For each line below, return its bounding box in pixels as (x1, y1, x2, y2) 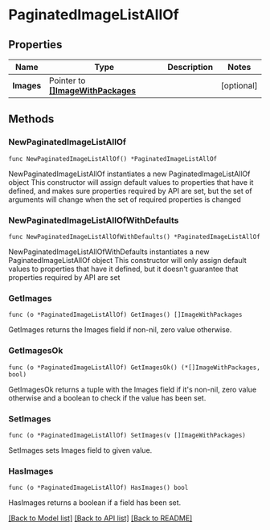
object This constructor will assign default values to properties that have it (8, 177, 254, 187)
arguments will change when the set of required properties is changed (8, 195, 241, 204)
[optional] (220, 80, 258, 91)
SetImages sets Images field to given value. (8, 445, 153, 455)
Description (167, 62, 214, 72)
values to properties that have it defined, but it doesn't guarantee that (8, 264, 239, 273)
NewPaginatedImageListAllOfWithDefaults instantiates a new (8, 247, 211, 257)
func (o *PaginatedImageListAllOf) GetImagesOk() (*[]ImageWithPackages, (8, 364, 261, 372)
